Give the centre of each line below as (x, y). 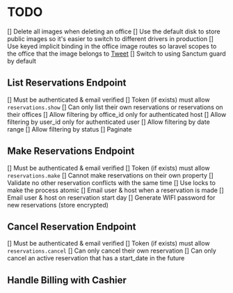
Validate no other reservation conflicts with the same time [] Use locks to (111, 182)
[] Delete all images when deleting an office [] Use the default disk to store (114, 31)
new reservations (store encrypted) (58, 205)
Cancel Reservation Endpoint (72, 227)
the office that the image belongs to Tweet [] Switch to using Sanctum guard (116, 54)
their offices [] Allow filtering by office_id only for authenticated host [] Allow (117, 114)
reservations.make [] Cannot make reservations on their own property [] (110, 175)
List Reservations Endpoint (67, 83)
